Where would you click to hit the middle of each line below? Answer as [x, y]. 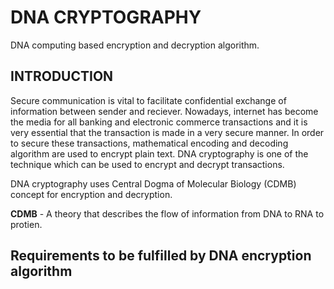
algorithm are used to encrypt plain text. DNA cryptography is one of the [159, 153]
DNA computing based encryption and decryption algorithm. [135, 45]
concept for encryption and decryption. [91, 194]
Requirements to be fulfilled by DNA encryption [161, 256]
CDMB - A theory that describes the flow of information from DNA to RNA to [167, 213]
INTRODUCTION [62, 76]
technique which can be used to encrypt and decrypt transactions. [147, 164]
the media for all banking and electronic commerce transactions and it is [159, 122]
